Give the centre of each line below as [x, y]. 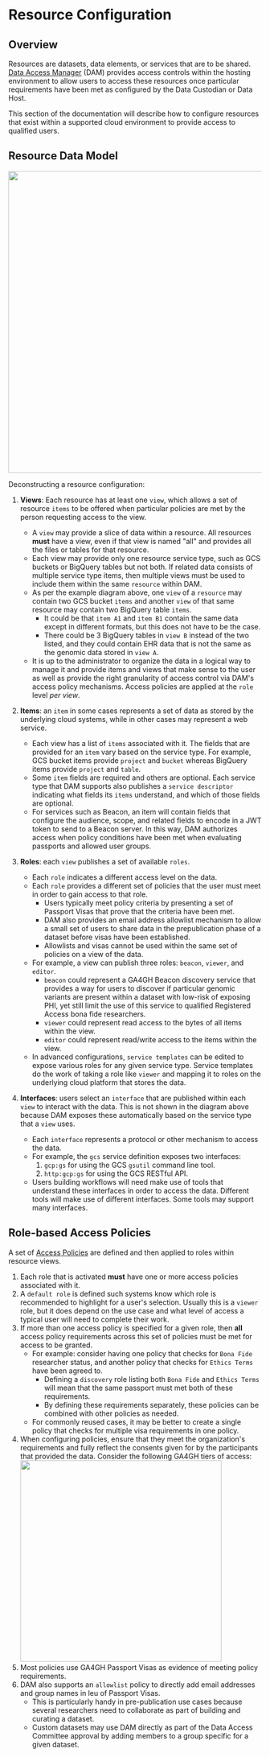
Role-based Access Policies [80, 1233]
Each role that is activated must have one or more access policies [129, 1277]
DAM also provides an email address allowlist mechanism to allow [153, 920]
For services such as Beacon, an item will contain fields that [131, 811]
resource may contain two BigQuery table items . [112, 609]
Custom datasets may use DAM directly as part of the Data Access [142, 1727]
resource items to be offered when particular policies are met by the [133, 508]
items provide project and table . [86, 769]
